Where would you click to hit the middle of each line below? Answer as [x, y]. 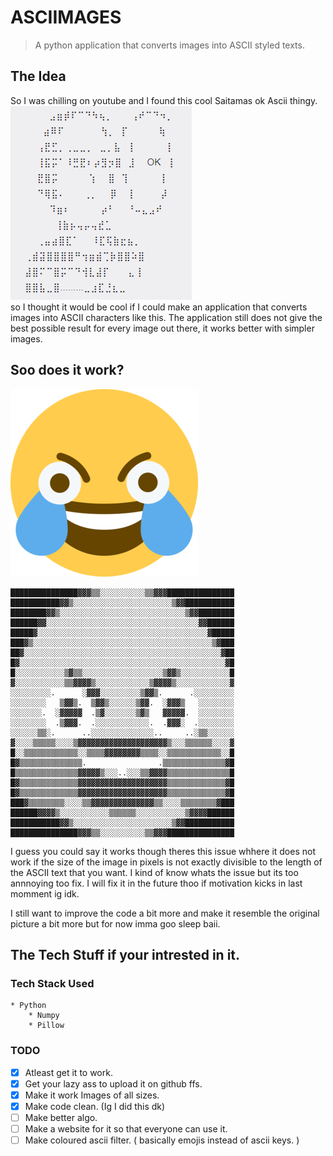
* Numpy [44, 1016]
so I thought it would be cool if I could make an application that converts [159, 307]
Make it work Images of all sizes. [92, 1095]
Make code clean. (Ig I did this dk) [95, 1106]
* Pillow [46, 1026]
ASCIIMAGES [66, 17]
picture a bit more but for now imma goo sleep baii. [115, 923]
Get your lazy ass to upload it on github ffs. [113, 1083]
